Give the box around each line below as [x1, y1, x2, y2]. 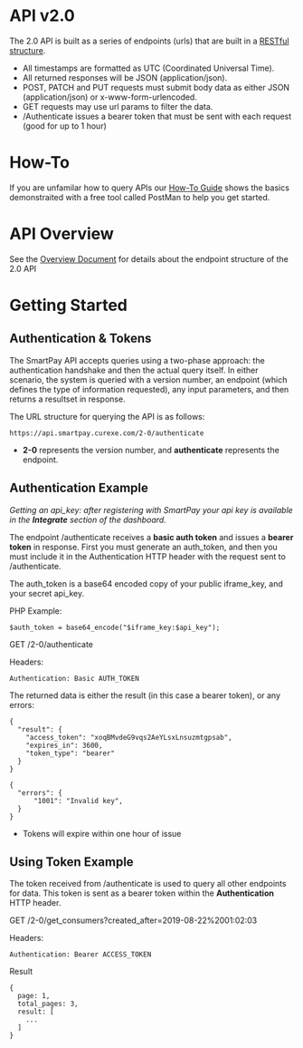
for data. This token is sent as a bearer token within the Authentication [9, 888, 274, 898]
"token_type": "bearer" [25, 749, 116, 758]
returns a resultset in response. [9, 393, 126, 404]
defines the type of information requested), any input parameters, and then [9, 383, 289, 394]
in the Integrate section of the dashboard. [9, 514, 167, 525]
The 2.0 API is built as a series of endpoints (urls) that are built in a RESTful [9, 35, 289, 46]
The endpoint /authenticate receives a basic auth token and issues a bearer [9, 531, 294, 542]
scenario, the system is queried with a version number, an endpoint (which [9, 374, 288, 385]
